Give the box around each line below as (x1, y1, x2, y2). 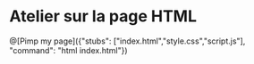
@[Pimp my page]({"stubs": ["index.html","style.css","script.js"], (9, 36, 246, 46)
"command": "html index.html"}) (9, 44, 128, 55)
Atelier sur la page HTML (9, 6, 198, 27)
